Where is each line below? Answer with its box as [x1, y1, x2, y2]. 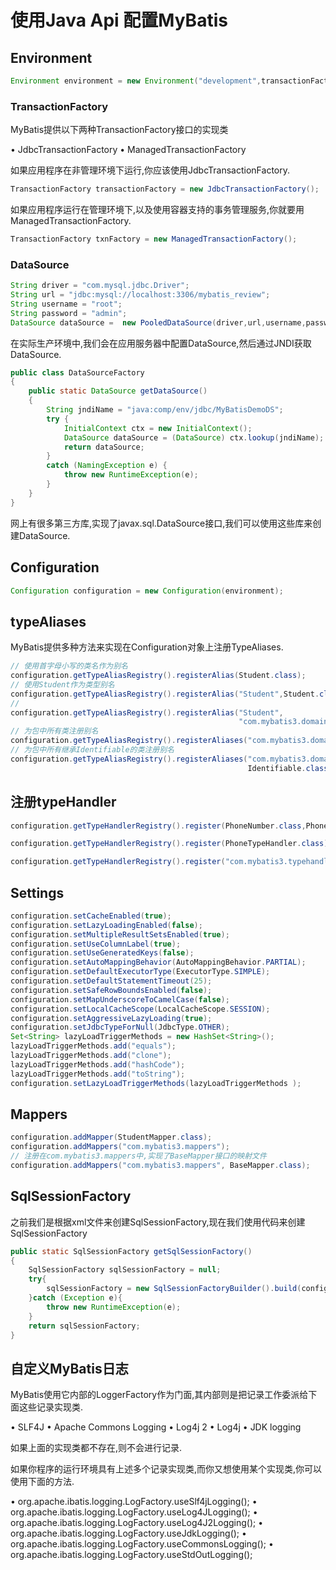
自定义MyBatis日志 [10, 1360, 129, 1377]
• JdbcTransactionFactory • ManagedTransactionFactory [10, 144, 247, 156]
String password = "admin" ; [10, 308, 128, 318]
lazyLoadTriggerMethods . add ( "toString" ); [10, 1069, 186, 1079]
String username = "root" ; [10, 299, 123, 309]
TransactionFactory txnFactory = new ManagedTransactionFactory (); [10, 234, 298, 245]
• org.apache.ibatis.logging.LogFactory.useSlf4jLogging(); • [10, 1496, 258, 1508]
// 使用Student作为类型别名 [10, 679, 115, 690]
